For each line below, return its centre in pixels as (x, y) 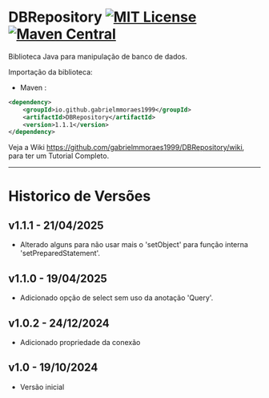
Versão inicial (42, 387)
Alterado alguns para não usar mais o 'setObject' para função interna (134, 245)
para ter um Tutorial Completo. (59, 156)
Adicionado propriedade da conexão (80, 342)
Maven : (33, 87)
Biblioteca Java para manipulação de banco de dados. (98, 56)
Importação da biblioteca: (51, 71)
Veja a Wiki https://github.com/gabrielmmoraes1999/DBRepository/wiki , (126, 148)
